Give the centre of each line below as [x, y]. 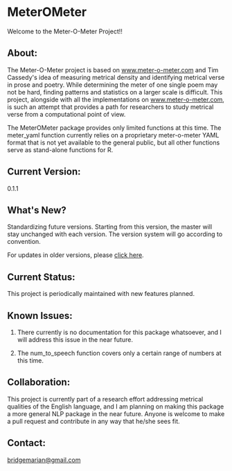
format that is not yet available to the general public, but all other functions [114, 142]
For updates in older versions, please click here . [75, 255]
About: [23, 53]
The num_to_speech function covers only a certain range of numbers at [119, 353]
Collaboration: [39, 382]
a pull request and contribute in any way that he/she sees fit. [93, 421]
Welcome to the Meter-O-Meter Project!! [65, 31]
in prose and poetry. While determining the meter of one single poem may [113, 85]
